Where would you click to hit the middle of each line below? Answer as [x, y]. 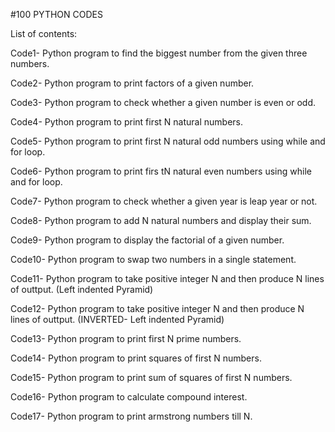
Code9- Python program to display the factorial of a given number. [147, 240]
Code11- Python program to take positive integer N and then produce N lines [167, 278]
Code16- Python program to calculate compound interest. [129, 397]
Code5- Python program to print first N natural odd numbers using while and [168, 141]
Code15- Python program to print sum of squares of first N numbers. [151, 377]
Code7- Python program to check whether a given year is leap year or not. [164, 201]
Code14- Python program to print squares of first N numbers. [136, 358]
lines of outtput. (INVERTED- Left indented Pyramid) [117, 319]
